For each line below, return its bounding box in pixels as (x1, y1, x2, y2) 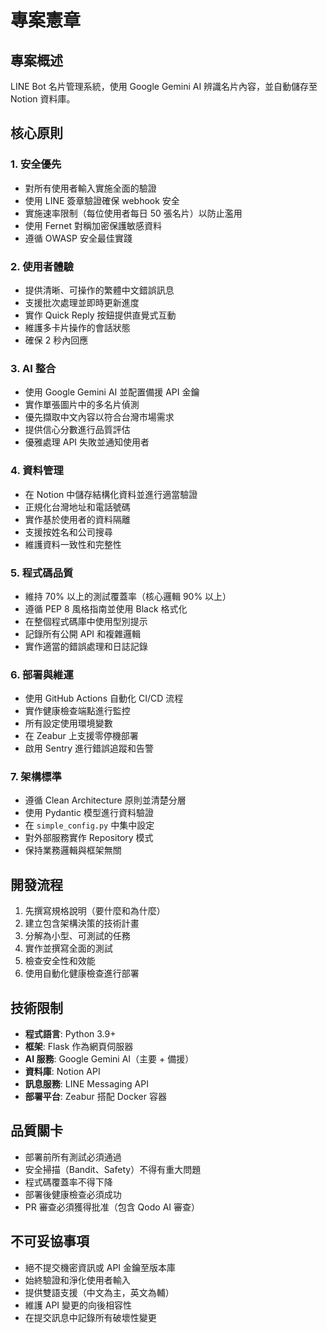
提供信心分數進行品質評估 (24, 424, 131, 436)
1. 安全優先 (10, 157, 62, 171)
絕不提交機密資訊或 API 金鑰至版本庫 (24, 1261, 177, 1273)
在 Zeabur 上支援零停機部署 (24, 730, 139, 742)
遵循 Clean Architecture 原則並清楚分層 (24, 794, 187, 806)
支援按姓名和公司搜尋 (24, 526, 113, 538)
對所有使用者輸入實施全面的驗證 (24, 182, 157, 194)
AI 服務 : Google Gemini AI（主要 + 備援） (24, 1053, 195, 1065)
